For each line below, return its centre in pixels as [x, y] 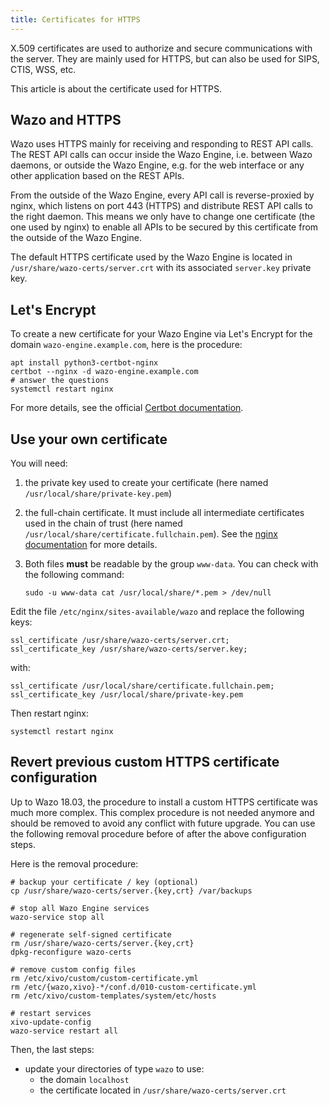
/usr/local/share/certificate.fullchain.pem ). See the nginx [151, 534]
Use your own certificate [89, 439]
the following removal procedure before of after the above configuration [158, 833]
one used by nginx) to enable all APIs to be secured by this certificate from [164, 227]
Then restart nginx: [49, 713]
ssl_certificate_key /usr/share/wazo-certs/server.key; [129, 649]
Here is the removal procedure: [74, 863]
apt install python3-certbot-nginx [84, 363]
